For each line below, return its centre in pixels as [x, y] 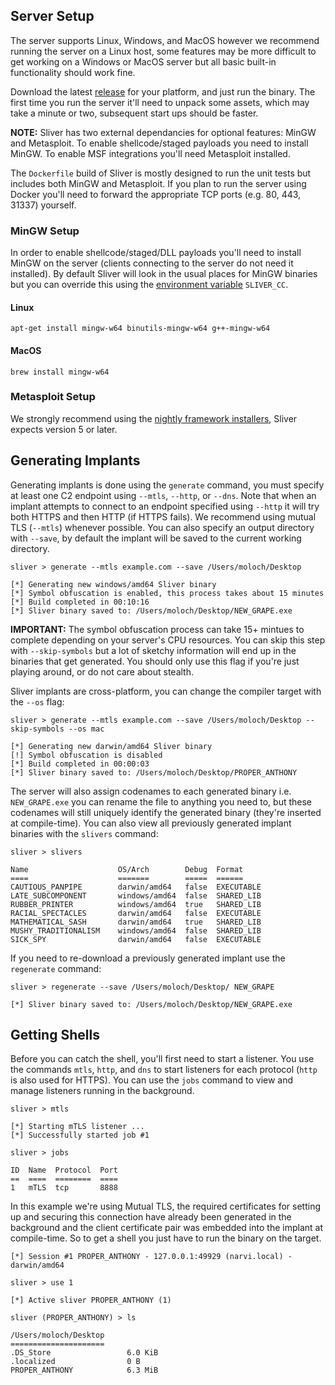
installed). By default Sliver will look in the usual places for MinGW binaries [164, 274]
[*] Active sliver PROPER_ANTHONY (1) [91, 1300]
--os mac [86, 729]
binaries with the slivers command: [84, 833]
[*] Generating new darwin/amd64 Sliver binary [111, 746]
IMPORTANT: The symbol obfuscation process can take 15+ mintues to [157, 629]
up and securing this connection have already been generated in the [151, 1217]
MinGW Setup [45, 231]
